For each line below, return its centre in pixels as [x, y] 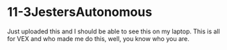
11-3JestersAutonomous [80, 12]
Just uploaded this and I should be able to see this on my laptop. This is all [113, 31]
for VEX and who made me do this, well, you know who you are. [98, 38]
